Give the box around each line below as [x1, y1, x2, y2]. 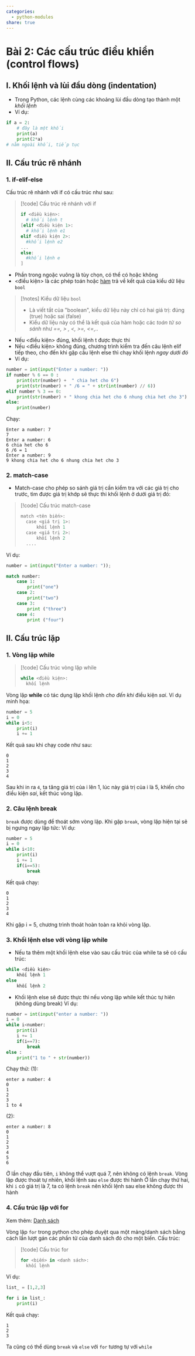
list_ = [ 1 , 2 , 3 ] [6, 1284, 46, 1291]
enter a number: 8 [6, 1124, 51, 1130]
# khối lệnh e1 [26, 228, 66, 234]
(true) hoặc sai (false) [29, 313, 81, 320]
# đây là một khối [16, 126, 64, 131]
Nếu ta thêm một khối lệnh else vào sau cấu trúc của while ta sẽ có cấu [14, 949, 187, 956]
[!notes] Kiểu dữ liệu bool [20, 295, 82, 302]
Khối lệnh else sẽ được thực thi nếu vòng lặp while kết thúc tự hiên [14, 993, 175, 1000]
